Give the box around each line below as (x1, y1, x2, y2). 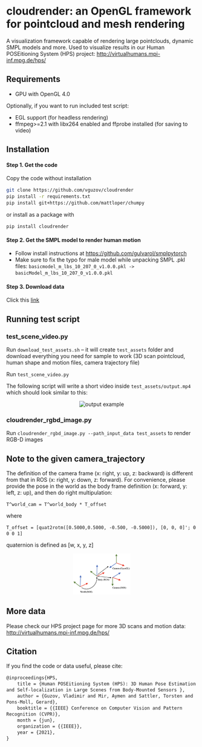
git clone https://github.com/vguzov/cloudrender (6, 187, 134, 194)
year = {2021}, (17, 729, 56, 735)
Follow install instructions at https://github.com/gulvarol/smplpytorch (15, 250, 187, 257)
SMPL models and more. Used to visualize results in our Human (6, 44, 165, 51)
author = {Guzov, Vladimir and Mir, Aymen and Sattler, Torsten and (17, 693, 194, 699)
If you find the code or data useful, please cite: (6, 663, 123, 670)
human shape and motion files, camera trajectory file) (6, 359, 140, 367)
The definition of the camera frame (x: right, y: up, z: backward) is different (6, 470, 194, 477)
